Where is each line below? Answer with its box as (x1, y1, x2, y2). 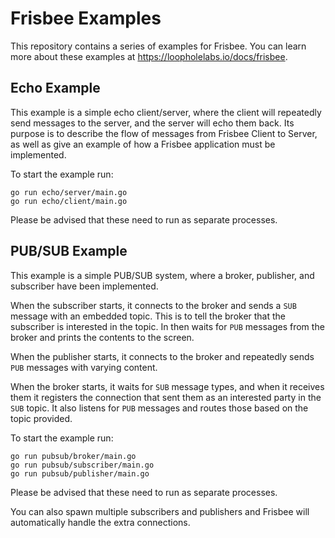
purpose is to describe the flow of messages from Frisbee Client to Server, (10, 127, 318, 139)
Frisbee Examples (10, 7, 162, 30)
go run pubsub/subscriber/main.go (10, 460, 155, 470)
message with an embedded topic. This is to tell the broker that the (10, 310, 287, 322)
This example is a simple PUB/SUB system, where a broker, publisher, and (10, 269, 315, 281)
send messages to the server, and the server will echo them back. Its (10, 117, 295, 129)
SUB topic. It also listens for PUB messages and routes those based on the (10, 402, 309, 414)
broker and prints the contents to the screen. (10, 331, 195, 343)
